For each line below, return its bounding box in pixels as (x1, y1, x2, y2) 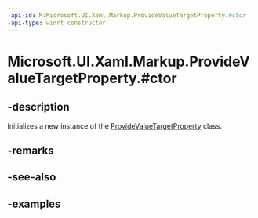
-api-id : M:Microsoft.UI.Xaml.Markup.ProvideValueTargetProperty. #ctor (7, 11, 246, 20)
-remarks (7, 144, 54, 157)
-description (7, 100, 70, 114)
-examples (7, 197, 61, 210)
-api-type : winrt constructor (7, 19, 107, 27)
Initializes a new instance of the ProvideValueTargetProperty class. (7, 121, 223, 130)
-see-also (7, 170, 56, 184)
